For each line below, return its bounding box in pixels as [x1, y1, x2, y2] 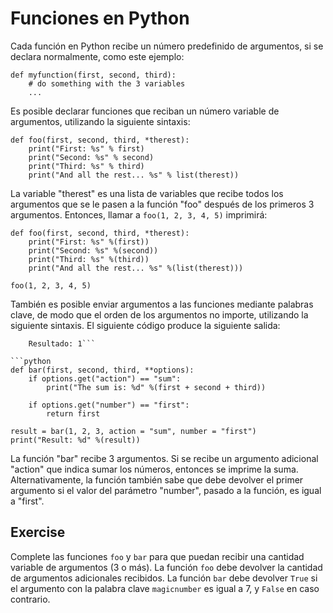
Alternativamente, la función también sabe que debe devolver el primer [10, 473, 304, 486]
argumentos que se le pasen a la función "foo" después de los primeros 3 [10, 198, 315, 210]
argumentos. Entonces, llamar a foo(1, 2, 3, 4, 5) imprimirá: [10, 208, 268, 221]
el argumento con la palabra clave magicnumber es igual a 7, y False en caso [10, 582, 320, 594]
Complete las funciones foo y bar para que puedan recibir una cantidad [10, 550, 305, 562]
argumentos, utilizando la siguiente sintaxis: [10, 115, 191, 127]
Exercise [10, 524, 66, 541]
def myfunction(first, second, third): [10, 70, 177, 80]
